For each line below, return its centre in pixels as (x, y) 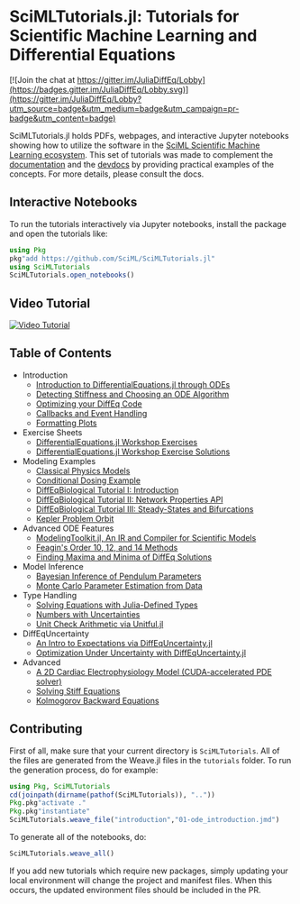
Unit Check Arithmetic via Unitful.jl (100, 624)
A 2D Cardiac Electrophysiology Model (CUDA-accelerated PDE (154, 671)
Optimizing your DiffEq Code (89, 404)
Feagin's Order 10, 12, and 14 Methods (107, 547)
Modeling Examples (59, 461)
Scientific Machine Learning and (133, 36)
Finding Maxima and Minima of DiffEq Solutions (124, 557)
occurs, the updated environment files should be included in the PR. (135, 890)
